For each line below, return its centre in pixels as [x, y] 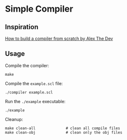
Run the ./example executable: [35, 101]
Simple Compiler [39, 9]
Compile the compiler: [27, 65]
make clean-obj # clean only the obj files [64, 132]
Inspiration [22, 27]
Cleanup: [14, 119]
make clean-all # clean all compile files [63, 128]
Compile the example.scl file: [34, 83]
